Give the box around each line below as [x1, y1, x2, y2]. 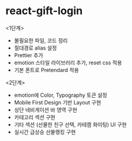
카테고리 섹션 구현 [14, 113, 55, 120]
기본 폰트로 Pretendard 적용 [14, 66, 79, 73]
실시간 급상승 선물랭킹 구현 [14, 128, 76, 135]
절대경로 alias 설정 [14, 44, 57, 51]
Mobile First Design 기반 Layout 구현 [14, 99, 101, 106]
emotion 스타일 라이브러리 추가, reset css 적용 [14, 59, 122, 66]
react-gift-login [5, 4, 83, 18]
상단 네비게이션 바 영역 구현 [14, 106, 78, 113]
